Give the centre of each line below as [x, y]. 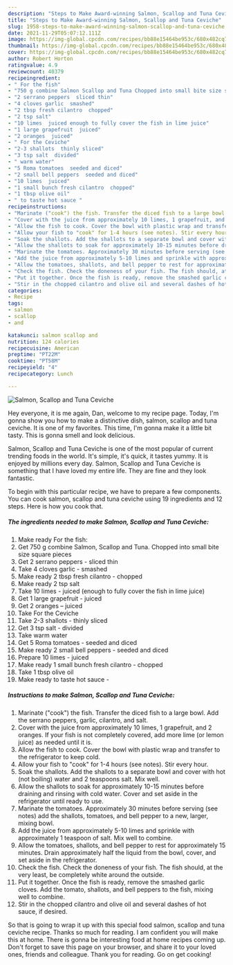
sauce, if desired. [43, 911]
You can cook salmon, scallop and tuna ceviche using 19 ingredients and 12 [115, 499]
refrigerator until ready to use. [61, 801]
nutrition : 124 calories [44, 342]
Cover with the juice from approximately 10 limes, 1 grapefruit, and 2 [115, 727]
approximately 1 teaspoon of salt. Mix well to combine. [95, 838]
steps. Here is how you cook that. [56, 506]
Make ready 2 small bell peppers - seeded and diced [93, 650]
